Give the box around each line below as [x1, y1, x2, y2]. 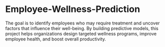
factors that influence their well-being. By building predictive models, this [5, 25, 159, 31]
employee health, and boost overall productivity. [5, 36, 107, 42]
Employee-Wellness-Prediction [5, 3, 141, 15]
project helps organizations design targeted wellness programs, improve [5, 30, 157, 36]
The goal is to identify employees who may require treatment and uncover [5, 20, 160, 26]
